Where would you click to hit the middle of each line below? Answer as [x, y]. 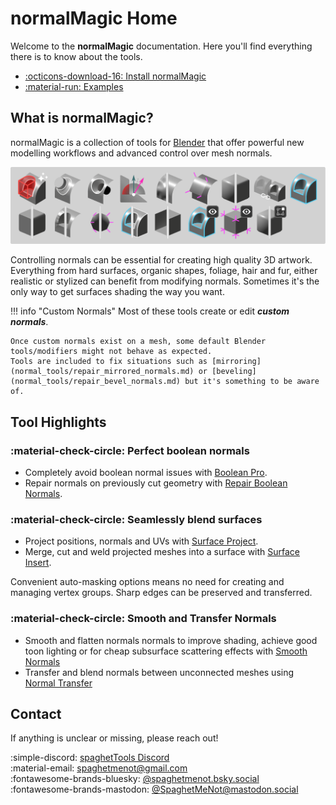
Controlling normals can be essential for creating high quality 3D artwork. [161, 260]
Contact [36, 713]
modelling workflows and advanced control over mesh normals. [141, 153]
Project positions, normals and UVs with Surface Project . [141, 541]
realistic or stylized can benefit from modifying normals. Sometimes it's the [165, 281]
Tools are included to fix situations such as [109, 362]
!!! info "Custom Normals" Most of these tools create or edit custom [150, 311]
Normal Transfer [58, 683]
